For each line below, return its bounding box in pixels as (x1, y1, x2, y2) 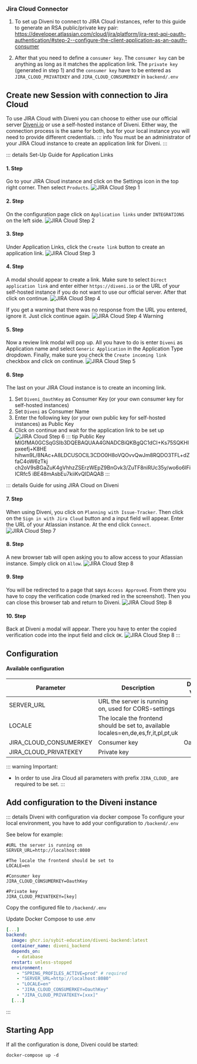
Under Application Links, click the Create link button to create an (6, 243, 165, 250)
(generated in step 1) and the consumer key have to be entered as (14, 67, 171, 74)
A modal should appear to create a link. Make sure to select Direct (6, 276, 167, 283)
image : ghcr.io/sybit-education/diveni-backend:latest (11, 938, 148, 944)
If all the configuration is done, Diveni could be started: (6, 1040, 139, 1048)
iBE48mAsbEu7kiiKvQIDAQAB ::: (32, 471, 110, 478)
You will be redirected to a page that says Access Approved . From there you (6, 586, 186, 593)
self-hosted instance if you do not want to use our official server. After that (6, 288, 186, 296)
